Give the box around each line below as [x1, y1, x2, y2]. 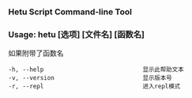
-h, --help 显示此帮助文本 [8, 66, 184, 73]
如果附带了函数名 [8, 48, 64, 58]
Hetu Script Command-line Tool [8, 6, 133, 17]
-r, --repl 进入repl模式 [8, 82, 181, 91]
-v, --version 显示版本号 [8, 74, 172, 82]
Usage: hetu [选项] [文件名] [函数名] [8, 28, 145, 40]
